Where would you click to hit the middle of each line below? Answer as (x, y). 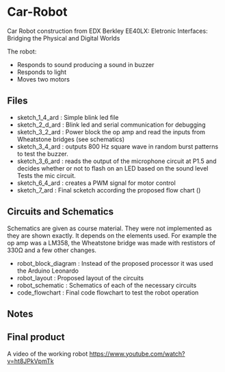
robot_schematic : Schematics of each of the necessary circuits (107, 285)
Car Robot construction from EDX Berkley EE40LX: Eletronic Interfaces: (107, 31)
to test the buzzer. (42, 153)
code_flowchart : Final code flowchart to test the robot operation (108, 293)
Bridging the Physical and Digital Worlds (64, 38)
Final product (36, 337)
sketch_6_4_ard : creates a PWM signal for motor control (96, 183)
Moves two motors (43, 79)
